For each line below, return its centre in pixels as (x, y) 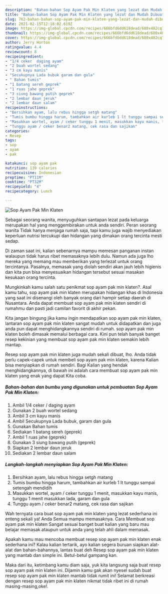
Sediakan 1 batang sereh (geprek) (47, 432)
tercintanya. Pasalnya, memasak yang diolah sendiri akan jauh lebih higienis (83, 267)
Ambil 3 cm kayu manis (36, 416)
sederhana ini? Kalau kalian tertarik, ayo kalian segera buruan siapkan (77, 544)
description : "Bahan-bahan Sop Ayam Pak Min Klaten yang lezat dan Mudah (84, 10)
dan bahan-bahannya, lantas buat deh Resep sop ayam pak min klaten (86, 550)
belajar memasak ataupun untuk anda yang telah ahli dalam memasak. (77, 529)
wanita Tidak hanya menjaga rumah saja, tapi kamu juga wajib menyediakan (83, 230)
